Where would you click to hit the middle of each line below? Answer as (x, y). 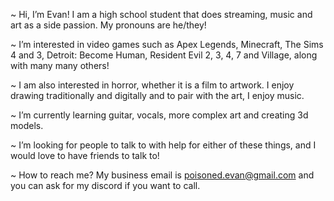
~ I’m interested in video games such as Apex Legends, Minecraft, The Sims (167, 44)
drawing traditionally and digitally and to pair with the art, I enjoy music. (157, 95)
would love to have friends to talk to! (85, 155)
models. (27, 125)
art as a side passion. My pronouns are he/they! (108, 25)
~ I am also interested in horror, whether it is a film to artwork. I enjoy (152, 85)
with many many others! (60, 65)
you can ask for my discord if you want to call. (105, 185)
